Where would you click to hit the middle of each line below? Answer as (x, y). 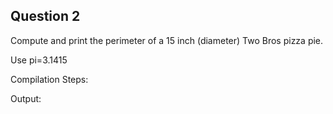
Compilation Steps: (49, 79)
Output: (26, 98)
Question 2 (45, 16)
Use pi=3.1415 (39, 60)
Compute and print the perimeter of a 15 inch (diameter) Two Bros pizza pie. (167, 40)
